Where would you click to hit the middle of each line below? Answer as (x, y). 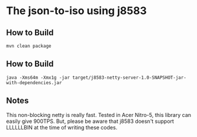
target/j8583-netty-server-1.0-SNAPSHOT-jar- (129, 78)
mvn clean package (29, 46)
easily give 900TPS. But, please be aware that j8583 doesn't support (90, 121)
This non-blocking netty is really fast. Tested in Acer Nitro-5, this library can (98, 115)
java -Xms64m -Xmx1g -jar (38, 78)
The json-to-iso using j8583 (76, 11)
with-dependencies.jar (34, 83)
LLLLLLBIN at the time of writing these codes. (62, 127)
